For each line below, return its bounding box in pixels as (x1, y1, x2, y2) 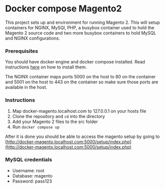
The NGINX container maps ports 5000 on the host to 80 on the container (5, 74, 156, 80)
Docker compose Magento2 (5, 3, 122, 14)
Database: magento (12, 173, 53, 179)
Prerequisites (5, 48, 38, 55)
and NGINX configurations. (5, 35, 60, 41)
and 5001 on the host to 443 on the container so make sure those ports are (5, 79, 159, 85)
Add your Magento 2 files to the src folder (12, 119, 98, 125)
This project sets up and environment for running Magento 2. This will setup (5, 19, 160, 25)
